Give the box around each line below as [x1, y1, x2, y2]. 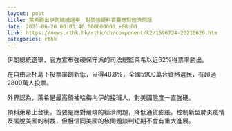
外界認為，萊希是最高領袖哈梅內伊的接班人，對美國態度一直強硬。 [7, 94, 195, 102]
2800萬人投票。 [7, 79, 53, 87]
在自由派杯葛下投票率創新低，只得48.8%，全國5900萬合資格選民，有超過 [7, 70, 217, 79]
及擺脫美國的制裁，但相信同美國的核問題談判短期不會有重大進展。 [7, 117, 195, 125]
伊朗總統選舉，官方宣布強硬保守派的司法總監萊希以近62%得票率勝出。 [7, 56, 209, 64]
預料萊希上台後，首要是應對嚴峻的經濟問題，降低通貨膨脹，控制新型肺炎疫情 [7, 108, 225, 117]
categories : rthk [7, 36, 57, 43]
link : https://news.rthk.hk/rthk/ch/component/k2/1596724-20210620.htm [7, 29, 217, 37]
